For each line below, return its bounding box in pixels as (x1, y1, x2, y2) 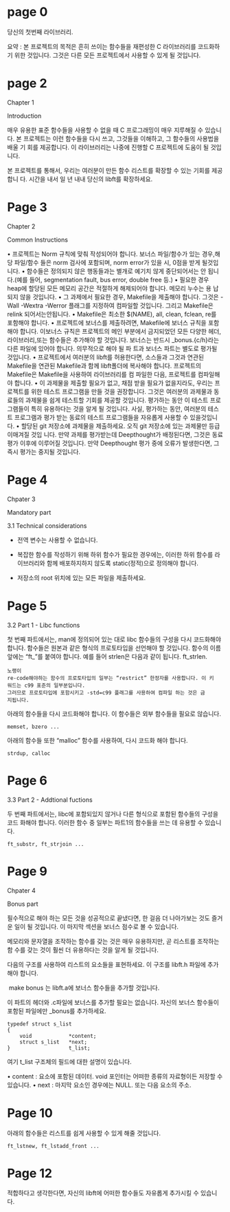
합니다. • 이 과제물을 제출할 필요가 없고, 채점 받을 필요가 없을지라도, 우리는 (14, 379, 214, 387)
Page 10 (7, 1105, 53, 1120)
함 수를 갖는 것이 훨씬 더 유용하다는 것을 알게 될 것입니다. (7, 946, 159, 954)
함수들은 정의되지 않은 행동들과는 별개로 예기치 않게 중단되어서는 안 (26, 266, 207, 275)
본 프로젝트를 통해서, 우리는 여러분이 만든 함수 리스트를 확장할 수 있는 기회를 (7, 166, 211, 174)
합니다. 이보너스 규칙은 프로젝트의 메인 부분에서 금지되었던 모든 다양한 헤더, (19, 327, 222, 335)
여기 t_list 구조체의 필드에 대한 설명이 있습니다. (7, 1057, 132, 1065)
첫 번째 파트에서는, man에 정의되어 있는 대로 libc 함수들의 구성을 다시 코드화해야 (7, 635, 222, 644)
